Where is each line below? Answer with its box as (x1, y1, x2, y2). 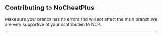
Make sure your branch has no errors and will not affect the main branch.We (5, 16, 158, 22)
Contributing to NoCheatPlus (5, 4, 95, 12)
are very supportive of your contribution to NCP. (5, 21, 101, 27)
